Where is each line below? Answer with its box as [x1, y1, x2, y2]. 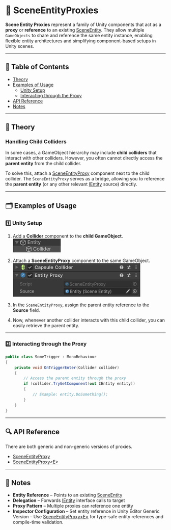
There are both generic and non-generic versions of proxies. [5, 443, 132, 450]
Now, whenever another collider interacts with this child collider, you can [12, 317, 165, 323]
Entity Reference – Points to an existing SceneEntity [12, 492, 123, 498]
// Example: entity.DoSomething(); [32, 392, 108, 397]
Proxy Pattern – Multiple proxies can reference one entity [12, 503, 133, 509]
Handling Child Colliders [5, 138, 67, 145]
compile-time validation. [12, 519, 64, 525]
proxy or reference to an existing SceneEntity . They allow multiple [5, 26, 145, 33]
